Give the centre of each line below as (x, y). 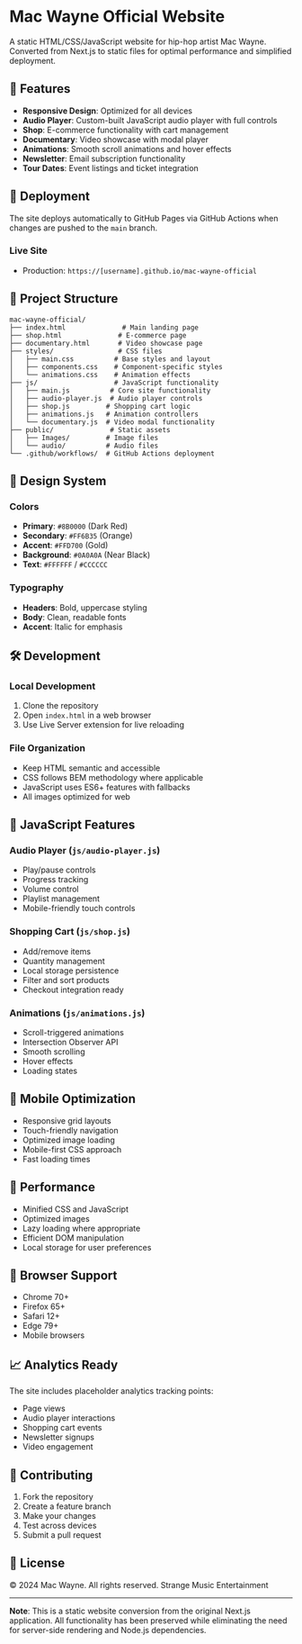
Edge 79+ (40, 1326)
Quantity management (63, 961)
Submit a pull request (62, 1535)
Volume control (50, 890)
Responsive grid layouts (67, 1120)
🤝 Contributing (51, 1475)
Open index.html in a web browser (87, 715)
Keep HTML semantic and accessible (91, 768)
